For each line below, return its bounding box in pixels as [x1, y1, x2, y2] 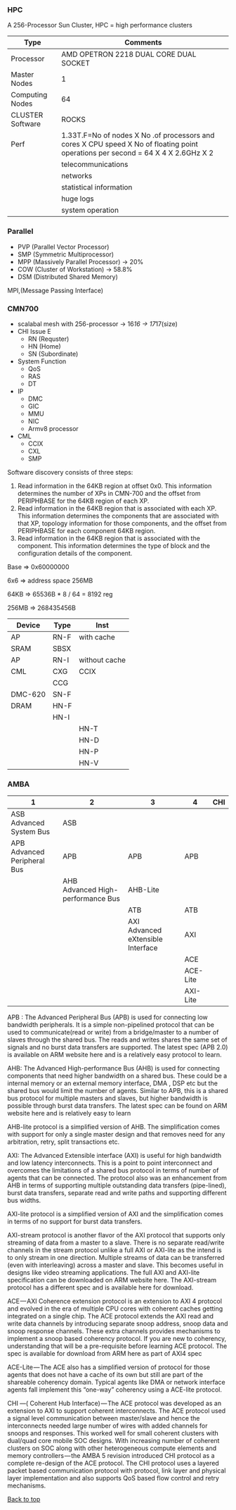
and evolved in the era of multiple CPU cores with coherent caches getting [7, 1304, 223, 1313]
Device [16, 620, 41, 630]
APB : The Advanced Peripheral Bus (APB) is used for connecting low [7, 1013, 209, 1022]
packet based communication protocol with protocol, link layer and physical [7, 1466, 226, 1475]
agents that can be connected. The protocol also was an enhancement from [7, 1174, 227, 1183]
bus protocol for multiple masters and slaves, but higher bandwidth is [7, 1094, 209, 1103]
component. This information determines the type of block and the [17, 541, 211, 550]
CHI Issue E [17, 327, 51, 335]
